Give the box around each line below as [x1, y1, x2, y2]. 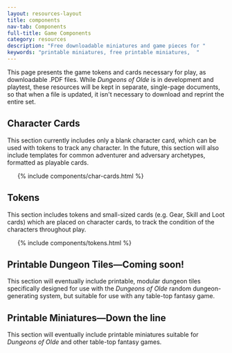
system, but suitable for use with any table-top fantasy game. [39, 292, 215, 300]
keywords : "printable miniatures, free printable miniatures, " [7, 49, 199, 56]
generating [7, 292, 39, 300]
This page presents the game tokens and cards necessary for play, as [7, 67, 206, 76]
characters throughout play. [7, 225, 87, 233]
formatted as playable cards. [7, 158, 89, 167]
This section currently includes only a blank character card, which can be [7, 136, 217, 145]
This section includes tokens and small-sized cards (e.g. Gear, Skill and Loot [7, 210, 225, 219]
